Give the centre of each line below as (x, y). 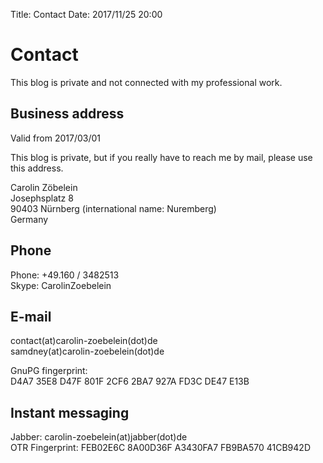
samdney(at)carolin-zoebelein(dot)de (87, 351)
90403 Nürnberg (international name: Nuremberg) (113, 208)
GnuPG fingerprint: (49, 371)
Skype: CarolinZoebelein (61, 285)
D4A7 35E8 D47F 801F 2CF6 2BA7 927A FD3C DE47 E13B (130, 381)
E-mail (31, 316)
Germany (29, 219)
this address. (37, 168)
